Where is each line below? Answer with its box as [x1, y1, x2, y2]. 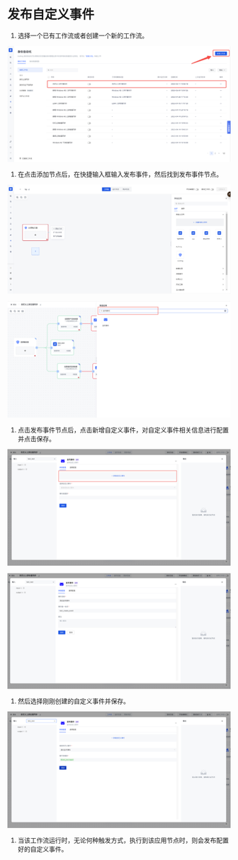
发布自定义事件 [7, 6, 95, 23]
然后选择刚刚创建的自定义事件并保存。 [17, 697, 130, 705]
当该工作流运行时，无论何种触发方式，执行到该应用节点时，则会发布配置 [17, 836, 229, 844]
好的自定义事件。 [17, 844, 68, 853]
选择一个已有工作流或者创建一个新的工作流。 [17, 31, 149, 40]
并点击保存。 [17, 434, 55, 443]
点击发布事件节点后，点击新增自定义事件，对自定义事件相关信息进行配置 [17, 425, 229, 434]
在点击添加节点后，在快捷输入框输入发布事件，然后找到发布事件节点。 [17, 170, 223, 179]
